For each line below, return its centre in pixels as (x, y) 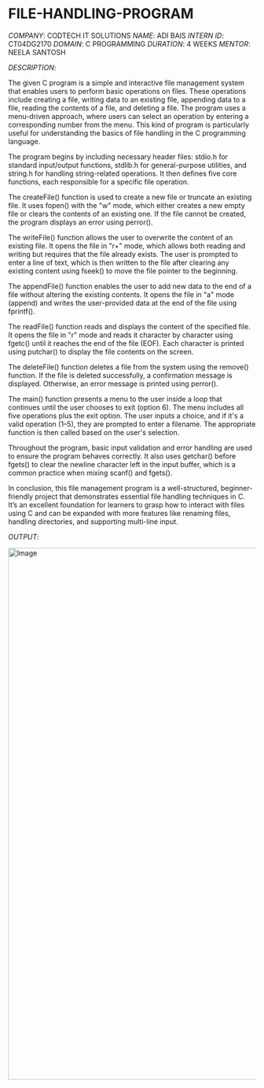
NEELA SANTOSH (37, 52)
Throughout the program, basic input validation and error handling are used (130, 447)
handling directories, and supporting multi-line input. (93, 522)
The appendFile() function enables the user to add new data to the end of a (130, 286)
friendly (21, 496)
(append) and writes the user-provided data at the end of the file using (123, 303)
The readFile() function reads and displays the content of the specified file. (130, 326)
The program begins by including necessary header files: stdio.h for (118, 156)
